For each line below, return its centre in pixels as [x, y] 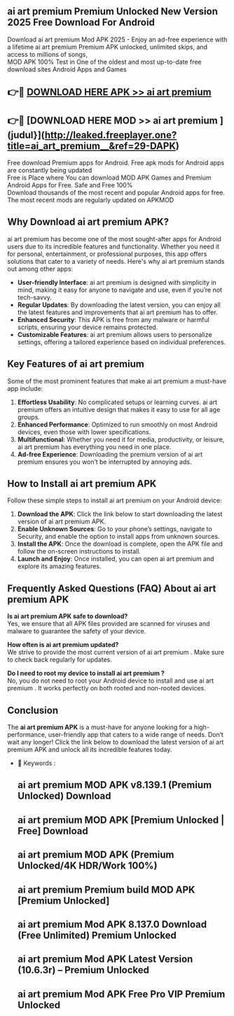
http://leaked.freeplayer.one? [111, 135]
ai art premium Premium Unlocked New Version [113, 12]
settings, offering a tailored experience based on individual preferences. [122, 342]
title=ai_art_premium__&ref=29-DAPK [92, 146]
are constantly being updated [50, 171]
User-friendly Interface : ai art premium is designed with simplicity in [117, 282]
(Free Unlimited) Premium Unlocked [97, 936]
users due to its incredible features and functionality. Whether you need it [113, 246]
